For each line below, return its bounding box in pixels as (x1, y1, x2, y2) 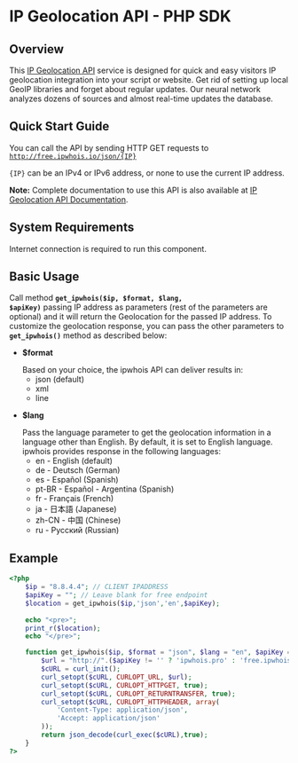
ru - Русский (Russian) (35, 525, 120, 536)
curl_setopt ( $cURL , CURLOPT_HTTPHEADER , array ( (41, 697, 220, 706)
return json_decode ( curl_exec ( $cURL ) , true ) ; (41, 730, 208, 739)
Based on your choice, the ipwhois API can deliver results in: (21, 365, 244, 375)
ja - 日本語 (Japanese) (35, 504, 117, 515)
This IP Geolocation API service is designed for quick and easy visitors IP (9, 65, 277, 75)
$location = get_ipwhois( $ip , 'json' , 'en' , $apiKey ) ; (25, 599, 220, 608)
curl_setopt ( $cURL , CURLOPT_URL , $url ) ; (41, 673, 192, 681)
